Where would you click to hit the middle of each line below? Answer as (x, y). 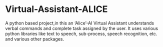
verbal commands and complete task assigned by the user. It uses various (82, 28)
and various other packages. (35, 39)
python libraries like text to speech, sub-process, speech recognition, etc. (81, 33)
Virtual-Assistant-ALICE (56, 9)
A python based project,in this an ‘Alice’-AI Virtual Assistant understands (79, 23)
